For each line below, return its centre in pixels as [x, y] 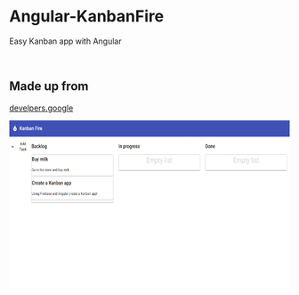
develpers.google [41, 108]
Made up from [49, 86]
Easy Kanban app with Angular [65, 41]
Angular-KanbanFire [87, 16]
